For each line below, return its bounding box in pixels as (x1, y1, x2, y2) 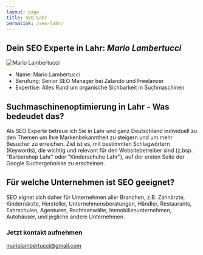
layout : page (6, 9, 40, 15)
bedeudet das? (6, 111, 64, 121)
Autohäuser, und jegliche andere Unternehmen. (6, 213, 125, 220)
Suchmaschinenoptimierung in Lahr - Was (6, 101, 170, 112)
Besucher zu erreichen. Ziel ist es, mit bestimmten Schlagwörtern (6, 140, 170, 147)
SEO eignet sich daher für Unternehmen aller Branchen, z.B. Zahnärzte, (6, 193, 185, 201)
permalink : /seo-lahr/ (6, 20, 64, 26)
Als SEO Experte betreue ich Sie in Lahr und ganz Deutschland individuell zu (6, 127, 198, 134)
